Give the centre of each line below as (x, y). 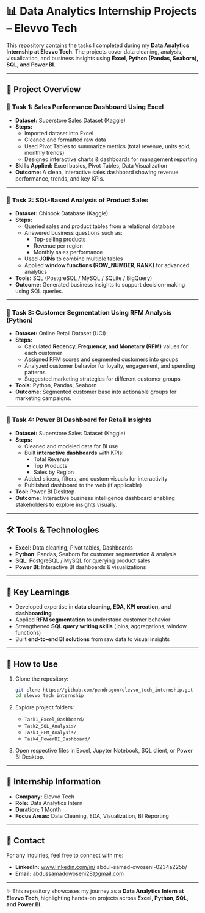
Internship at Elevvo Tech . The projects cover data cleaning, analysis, (95, 51)
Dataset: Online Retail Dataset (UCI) (60, 334)
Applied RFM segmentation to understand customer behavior (93, 620)
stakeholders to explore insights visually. (66, 504)
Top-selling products (59, 239)
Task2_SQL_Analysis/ (50, 726)
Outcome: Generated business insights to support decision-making (100, 284)
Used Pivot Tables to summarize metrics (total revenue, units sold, (107, 146)
